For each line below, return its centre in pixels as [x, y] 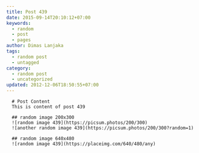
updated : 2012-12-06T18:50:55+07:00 [52, 85]
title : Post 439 [27, 12]
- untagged [25, 62]
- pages [22, 40]
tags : [13, 51]
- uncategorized [32, 79]
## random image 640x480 [43, 138]
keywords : [19, 23]
